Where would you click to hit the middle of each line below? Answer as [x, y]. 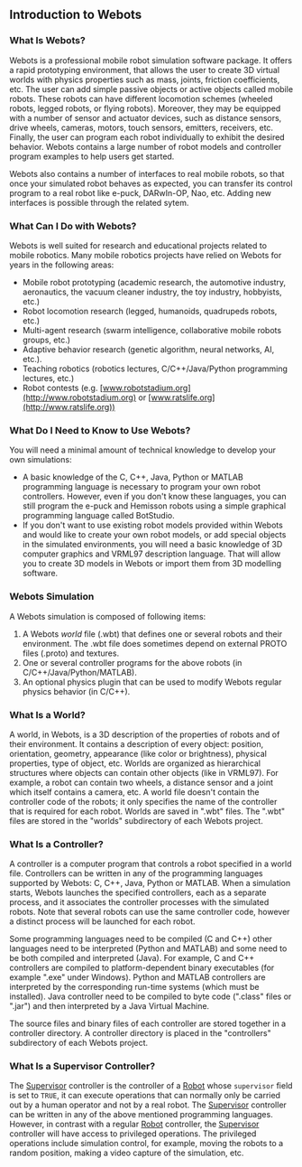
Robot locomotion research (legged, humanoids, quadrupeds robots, [150, 311]
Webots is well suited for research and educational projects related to [138, 245]
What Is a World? [47, 714]
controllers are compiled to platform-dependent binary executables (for [142, 968]
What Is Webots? [47, 41]
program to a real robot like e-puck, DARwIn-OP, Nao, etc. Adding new [141, 192]
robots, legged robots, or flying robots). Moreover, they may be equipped [145, 108]
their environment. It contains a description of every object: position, [137, 743]
